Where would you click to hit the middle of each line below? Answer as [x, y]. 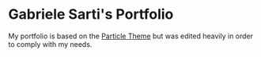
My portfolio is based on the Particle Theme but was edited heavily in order [131, 36]
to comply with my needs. [50, 44]
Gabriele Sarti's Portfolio [91, 14]
